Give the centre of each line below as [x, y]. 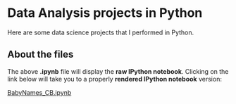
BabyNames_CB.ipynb [39, 92]
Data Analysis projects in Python [105, 13]
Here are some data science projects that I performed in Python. [101, 32]
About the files [41, 54]
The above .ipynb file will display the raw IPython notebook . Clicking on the [118, 71]
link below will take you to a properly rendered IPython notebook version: [114, 79]
